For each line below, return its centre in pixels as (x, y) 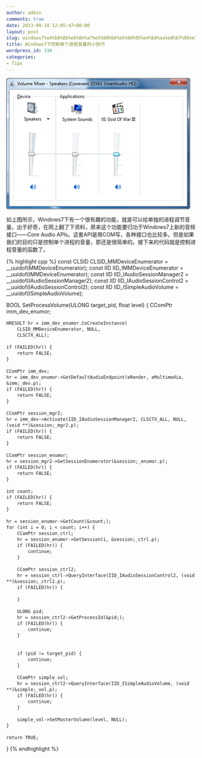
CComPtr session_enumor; (37, 455)
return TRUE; (23, 738)
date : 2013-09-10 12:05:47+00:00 (48, 25)
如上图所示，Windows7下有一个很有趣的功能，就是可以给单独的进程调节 (96, 219)
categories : (21, 57)
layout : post (23, 32)
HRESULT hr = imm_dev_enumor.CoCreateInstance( (67, 323)
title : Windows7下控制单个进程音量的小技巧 (56, 44)
